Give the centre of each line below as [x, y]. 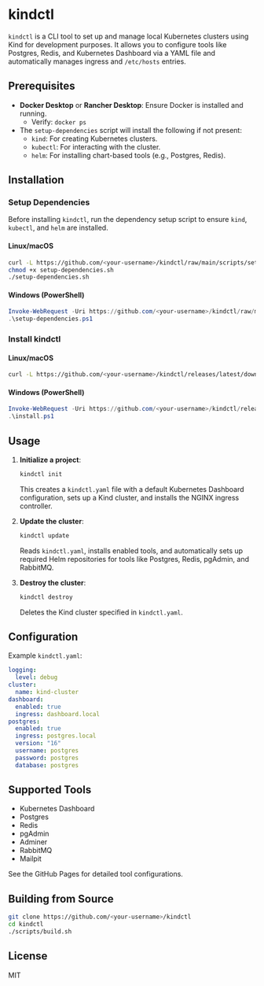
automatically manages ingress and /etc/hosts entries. [97, 61]
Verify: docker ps [59, 122]
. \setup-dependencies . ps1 [50, 319]
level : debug [37, 678]
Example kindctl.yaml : [45, 655]
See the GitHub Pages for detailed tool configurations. [95, 874]
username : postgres [47, 751]
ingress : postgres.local [56, 736]
